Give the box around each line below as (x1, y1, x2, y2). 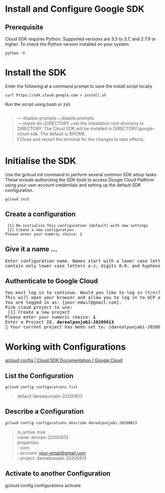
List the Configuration (5, 372, 74, 380)
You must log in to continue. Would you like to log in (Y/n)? (5, 290, 161, 296)
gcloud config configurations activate (5, 482, 81, 488)
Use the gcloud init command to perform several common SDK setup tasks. (5, 171, 158, 177)
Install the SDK (5, 67, 67, 78)
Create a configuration (5, 210, 76, 219)
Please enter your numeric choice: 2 (5, 232, 82, 237)
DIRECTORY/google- (112, 125, 155, 131)
